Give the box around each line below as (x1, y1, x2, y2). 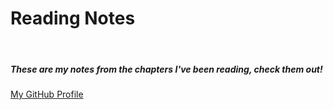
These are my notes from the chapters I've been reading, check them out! (10, 63, 323, 75)
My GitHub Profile (10, 88, 84, 100)
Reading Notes (10, 7, 136, 30)
